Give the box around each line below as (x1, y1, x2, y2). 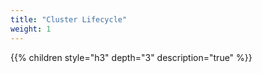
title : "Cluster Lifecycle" (10, 14, 128, 25)
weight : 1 (10, 24, 52, 34)
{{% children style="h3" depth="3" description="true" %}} (10, 51, 253, 63)
